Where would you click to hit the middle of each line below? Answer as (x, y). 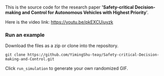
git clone (15, 55)
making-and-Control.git (30, 59)
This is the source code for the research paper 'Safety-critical (70, 7)
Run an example (25, 35)
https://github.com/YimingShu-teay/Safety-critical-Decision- (93, 55)
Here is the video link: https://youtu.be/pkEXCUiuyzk (59, 22)
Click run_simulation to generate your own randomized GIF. (67, 69)
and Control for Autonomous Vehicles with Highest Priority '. (85, 12)
